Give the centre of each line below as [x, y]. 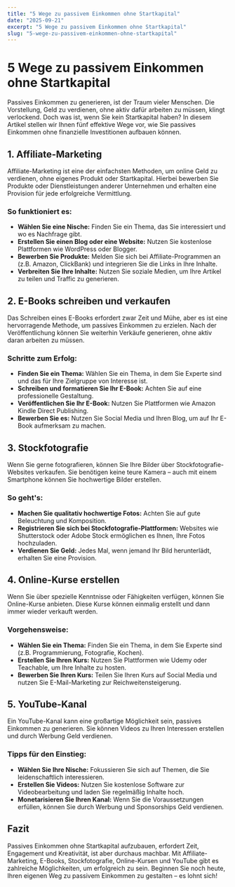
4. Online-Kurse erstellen [63, 580]
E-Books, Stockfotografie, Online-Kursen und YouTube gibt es [129, 860]
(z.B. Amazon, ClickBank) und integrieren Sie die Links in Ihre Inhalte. [117, 264]
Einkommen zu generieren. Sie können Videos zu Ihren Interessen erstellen [116, 729]
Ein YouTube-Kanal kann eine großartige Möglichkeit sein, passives [105, 721]
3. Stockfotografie [48, 448]
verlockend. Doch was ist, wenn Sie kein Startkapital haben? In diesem [109, 117]
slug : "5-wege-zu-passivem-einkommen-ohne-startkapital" [92, 33]
